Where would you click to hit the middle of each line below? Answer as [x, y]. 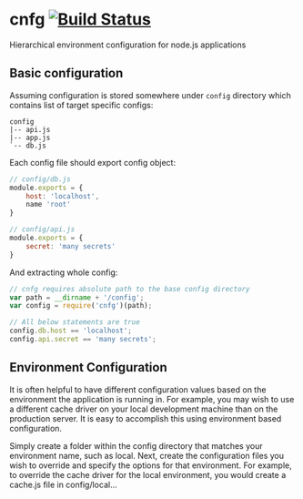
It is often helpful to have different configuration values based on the [138, 389]
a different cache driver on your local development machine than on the [144, 409]
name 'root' [48, 205]
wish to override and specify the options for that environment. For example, [151, 465]
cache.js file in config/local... [63, 484]
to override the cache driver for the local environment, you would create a [148, 474]
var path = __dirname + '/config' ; [77, 297]
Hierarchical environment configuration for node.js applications [128, 45]
